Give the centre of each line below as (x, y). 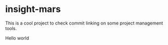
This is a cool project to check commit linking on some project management (84, 23)
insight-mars (33, 9)
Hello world (17, 38)
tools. (11, 28)
